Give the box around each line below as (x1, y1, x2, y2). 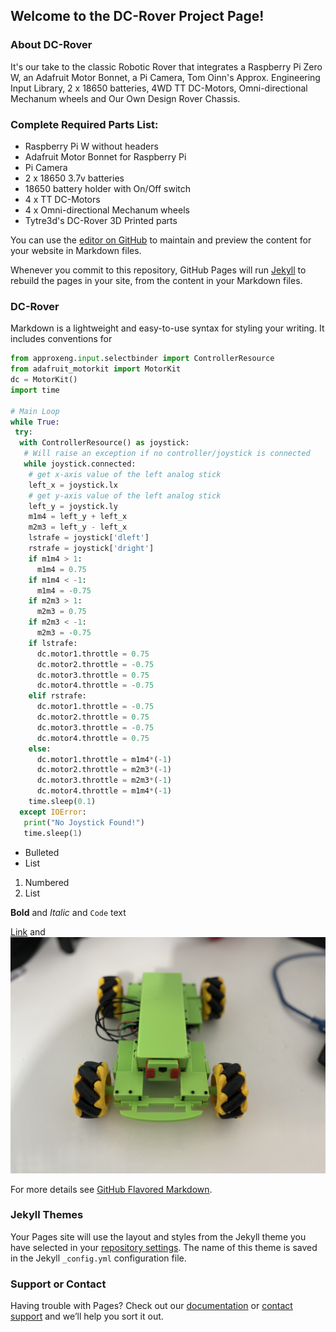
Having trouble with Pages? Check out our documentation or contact (10, 1300, 293, 1312)
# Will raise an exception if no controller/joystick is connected (23, 449, 311, 459)
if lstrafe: (28, 638, 78, 648)
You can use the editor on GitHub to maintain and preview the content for (10, 234, 312, 246)
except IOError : (19, 807, 87, 817)
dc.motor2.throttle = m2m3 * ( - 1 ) (36, 765, 172, 775)
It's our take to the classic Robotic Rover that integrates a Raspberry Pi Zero (10, 60, 323, 73)
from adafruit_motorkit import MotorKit (10, 364, 182, 374)
